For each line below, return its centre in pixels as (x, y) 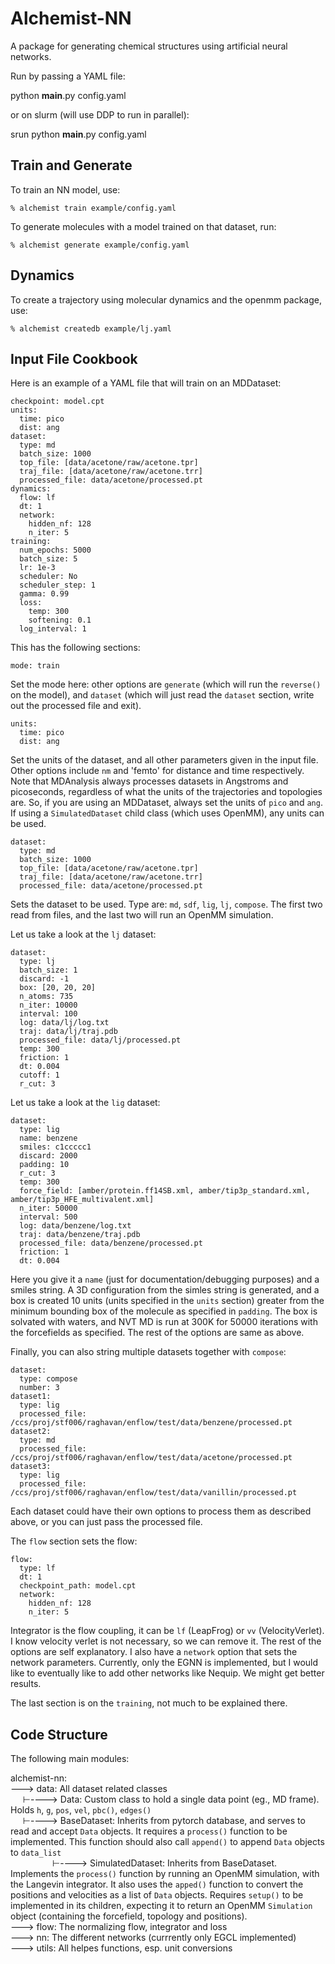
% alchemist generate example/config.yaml (100, 245)
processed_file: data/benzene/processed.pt (111, 1243)
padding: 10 (44, 1165)
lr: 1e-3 (37, 568)
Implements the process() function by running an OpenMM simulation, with (165, 1874)
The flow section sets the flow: (74, 1541)
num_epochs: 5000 (55, 550)
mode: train (35, 666)
